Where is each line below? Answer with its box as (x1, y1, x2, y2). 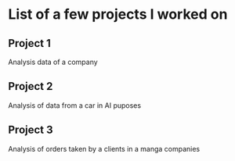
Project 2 (8, 80, 53, 93)
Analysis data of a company (8, 57, 98, 66)
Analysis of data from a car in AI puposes (8, 100, 142, 110)
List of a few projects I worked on (8, 5, 228, 23)
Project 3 (8, 123, 53, 137)
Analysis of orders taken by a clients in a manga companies (8, 144, 201, 153)
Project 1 (8, 37, 51, 50)
